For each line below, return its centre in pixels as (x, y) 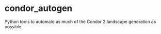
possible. (14, 26)
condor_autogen (39, 8)
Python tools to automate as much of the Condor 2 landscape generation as (80, 22)
